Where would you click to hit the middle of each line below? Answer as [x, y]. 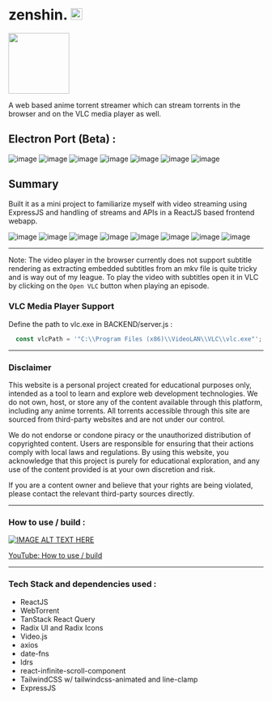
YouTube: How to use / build [55, 555]
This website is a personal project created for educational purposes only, [130, 385]
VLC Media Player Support [62, 307]
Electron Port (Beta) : [62, 139]
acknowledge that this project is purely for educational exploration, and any [134, 461]
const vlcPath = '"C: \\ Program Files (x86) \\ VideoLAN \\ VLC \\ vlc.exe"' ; [139, 339]
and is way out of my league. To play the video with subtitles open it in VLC [134, 277]
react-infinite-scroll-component [73, 670]
